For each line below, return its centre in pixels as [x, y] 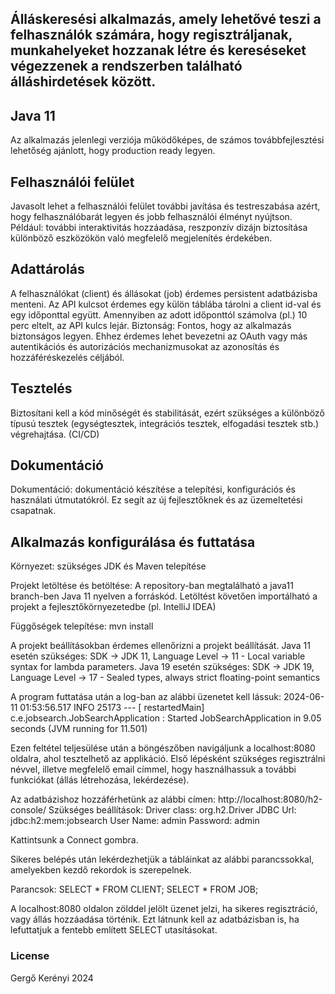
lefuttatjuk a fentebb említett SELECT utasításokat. [114, 930]
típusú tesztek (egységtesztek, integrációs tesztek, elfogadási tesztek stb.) [165, 423]
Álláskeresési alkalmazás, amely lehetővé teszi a [166, 19]
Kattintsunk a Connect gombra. [74, 840]
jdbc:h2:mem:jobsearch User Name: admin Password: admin [135, 821]
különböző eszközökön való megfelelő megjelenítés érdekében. [141, 238]
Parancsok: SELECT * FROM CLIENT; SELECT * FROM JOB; [134, 889]
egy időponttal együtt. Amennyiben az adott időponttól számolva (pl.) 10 [159, 314]
